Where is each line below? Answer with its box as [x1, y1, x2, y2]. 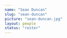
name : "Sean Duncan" [4, 7, 48, 12]
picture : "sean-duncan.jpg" [4, 16, 63, 21]
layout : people [4, 21, 36, 26]
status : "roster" [4, 26, 41, 31]
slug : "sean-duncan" [4, 12, 48, 17]
